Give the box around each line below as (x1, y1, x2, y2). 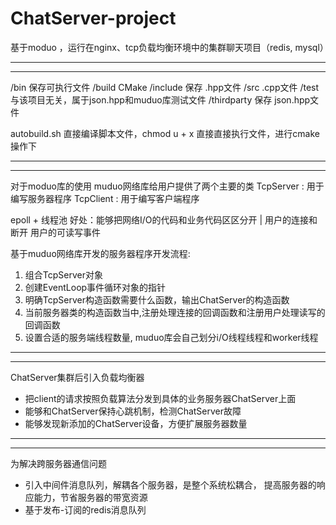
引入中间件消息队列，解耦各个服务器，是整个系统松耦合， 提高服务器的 (24, 478, 317, 491)
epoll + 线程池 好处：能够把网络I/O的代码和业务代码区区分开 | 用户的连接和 (10, 213, 318, 226)
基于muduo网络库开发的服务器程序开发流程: (10, 247, 191, 259)
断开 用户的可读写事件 (10, 226, 101, 238)
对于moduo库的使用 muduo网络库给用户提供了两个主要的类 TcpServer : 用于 (10, 180, 325, 192)
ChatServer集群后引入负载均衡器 (10, 371, 145, 383)
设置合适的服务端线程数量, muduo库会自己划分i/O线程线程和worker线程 (24, 331, 319, 343)
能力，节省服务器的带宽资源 (33, 491, 148, 503)
